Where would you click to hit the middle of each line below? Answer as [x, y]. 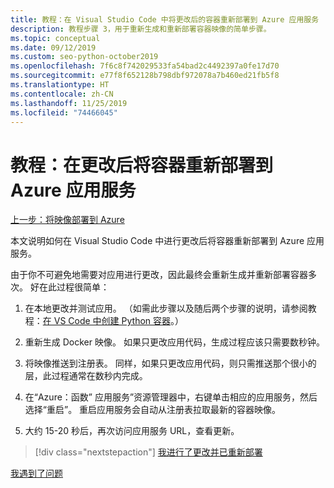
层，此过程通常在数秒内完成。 [86, 376]
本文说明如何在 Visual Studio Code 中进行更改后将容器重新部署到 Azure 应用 [167, 241]
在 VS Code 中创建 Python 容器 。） [113, 321]
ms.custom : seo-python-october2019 [84, 57]
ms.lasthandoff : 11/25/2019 [69, 103]
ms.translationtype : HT [60, 85]
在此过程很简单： [74, 287]
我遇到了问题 [36, 473]
